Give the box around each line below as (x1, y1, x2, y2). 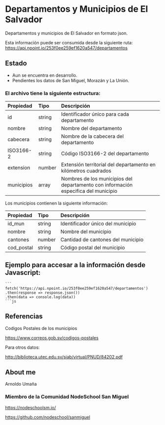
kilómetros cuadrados (61, 167, 111, 174)
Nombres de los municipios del (61, 176, 133, 182)
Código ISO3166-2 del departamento (61, 150, 149, 157)
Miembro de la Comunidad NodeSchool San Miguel (5, 394, 129, 400)
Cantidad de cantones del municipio (60, 236, 144, 243)
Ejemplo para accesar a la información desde (5, 261, 146, 269)
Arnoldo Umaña (5, 381, 37, 387)
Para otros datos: (5, 344, 40, 350)
